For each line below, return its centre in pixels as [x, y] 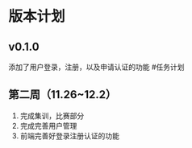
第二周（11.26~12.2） [63, 95]
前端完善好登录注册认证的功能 [69, 136]
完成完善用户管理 [48, 125]
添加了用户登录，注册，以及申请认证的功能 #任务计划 [96, 67]
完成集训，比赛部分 [52, 115]
